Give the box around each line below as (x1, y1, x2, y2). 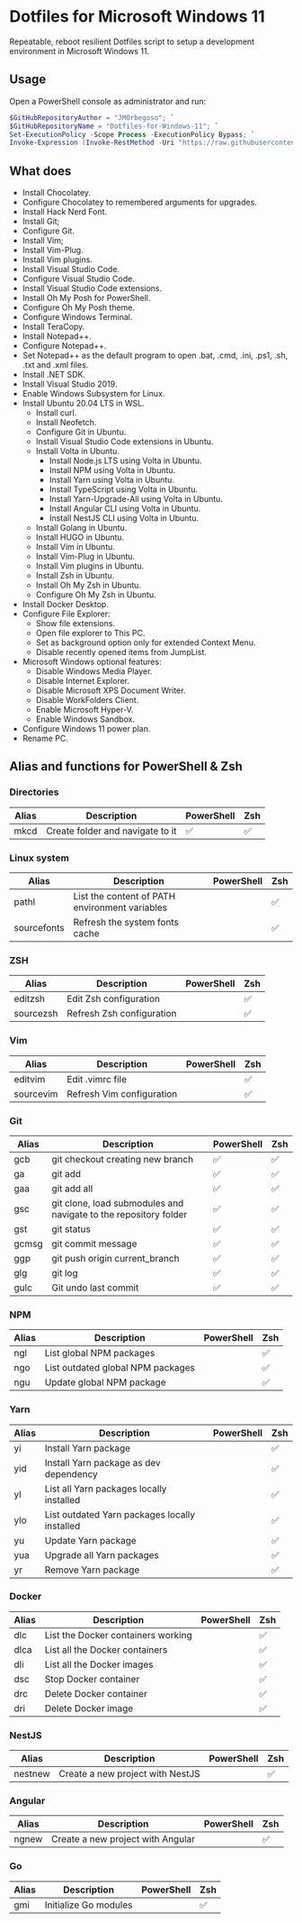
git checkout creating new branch (51, 1153, 194, 1165)
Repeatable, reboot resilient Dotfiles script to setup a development (9, 36, 254, 47)
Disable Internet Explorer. (35, 676, 130, 687)
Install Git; (22, 216, 60, 227)
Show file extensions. (35, 618, 115, 629)
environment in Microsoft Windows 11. (9, 45, 150, 56)
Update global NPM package (44, 1376, 166, 1389)
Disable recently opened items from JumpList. (35, 647, 207, 658)
